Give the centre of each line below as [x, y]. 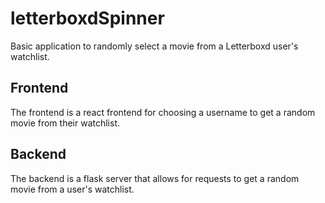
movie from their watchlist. [65, 123]
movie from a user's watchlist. [72, 189]
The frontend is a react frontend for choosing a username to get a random [163, 112]
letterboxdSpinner [87, 18]
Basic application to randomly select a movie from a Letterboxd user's [154, 46]
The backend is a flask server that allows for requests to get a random [155, 178]
